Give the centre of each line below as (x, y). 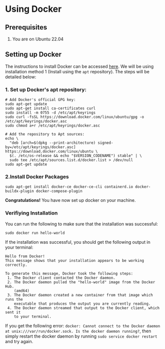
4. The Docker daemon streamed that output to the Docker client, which (83, 308)
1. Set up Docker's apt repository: (46, 90)
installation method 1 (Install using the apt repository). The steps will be (77, 71)
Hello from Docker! (25, 256)
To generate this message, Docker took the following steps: (69, 273)
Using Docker (33, 9)
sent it (13, 312)
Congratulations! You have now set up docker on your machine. (71, 200)
